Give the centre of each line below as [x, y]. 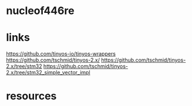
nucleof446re [40, 11]
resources [31, 96]
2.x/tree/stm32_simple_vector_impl [48, 73]
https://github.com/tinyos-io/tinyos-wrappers [61, 54]
